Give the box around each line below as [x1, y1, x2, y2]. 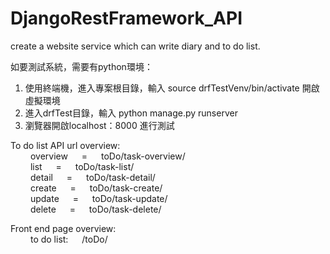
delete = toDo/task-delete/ [29, 203, 162, 215]
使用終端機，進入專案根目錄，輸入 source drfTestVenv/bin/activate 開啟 [24, 82, 320, 94]
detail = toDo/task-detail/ [29, 171, 156, 183]
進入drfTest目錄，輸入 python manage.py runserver [24, 107, 238, 119]
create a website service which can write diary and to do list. [10, 40, 261, 52]
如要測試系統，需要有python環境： [10, 60, 153, 72]
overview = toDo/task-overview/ [29, 150, 186, 162]
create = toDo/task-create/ [29, 182, 163, 194]
